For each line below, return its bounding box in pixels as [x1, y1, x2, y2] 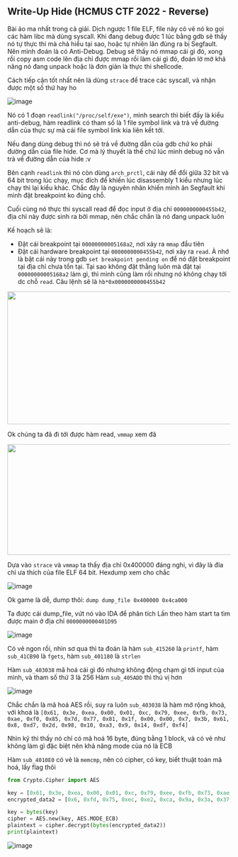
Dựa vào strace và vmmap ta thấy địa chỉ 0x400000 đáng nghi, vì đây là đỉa [7, 560, 224, 569]
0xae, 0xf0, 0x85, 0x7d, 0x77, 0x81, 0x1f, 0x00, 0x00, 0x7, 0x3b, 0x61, [7, 715, 230, 722]
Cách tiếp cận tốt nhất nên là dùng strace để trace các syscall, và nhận [7, 76, 216, 84]
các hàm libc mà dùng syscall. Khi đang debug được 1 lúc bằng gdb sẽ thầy [7, 32, 228, 40]
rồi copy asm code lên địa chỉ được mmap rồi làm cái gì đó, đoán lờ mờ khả [7, 55, 226, 63]
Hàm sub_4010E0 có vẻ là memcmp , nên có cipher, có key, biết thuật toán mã [7, 755, 222, 764]
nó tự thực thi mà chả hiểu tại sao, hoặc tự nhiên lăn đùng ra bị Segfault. [7, 39, 218, 48]
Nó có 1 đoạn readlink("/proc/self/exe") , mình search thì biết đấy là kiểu [7, 110, 225, 119]
